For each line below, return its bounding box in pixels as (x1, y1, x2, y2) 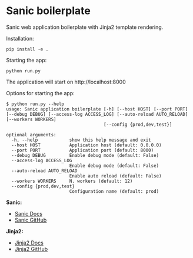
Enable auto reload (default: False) (69, 173, 162, 179)
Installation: (6, 35, 34, 42)
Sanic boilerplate (6, 4, 91, 18)
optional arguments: (6, 132, 57, 138)
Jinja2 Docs (14, 239, 44, 246)
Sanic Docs (14, 210, 43, 217)
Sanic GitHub (14, 216, 47, 223)
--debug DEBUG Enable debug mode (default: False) (11, 152, 159, 158)
